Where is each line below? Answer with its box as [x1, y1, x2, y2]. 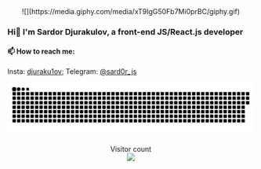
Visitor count [110, 144, 152, 153]
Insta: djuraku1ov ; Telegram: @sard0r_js [7, 67, 137, 76]
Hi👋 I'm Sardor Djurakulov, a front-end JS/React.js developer [7, 26, 244, 37]
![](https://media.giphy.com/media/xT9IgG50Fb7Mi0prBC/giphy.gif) [21, 7, 241, 16]
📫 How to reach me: [7, 46, 75, 56]
